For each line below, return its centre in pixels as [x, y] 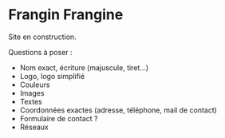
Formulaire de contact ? [59, 118]
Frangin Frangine [66, 15]
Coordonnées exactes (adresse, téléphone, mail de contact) [118, 110]
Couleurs [35, 85]
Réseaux [34, 127]
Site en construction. [43, 37]
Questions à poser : [41, 52]
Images [32, 93]
